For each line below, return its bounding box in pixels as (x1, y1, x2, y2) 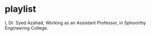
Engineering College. (5, 25, 48, 31)
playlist (5, 3, 36, 15)
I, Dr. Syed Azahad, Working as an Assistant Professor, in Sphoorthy (5, 20, 146, 26)
